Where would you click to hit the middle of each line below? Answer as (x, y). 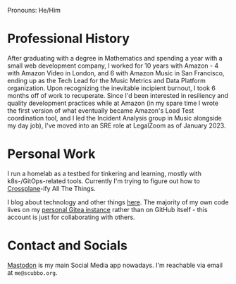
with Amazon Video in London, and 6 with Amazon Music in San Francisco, (116, 73)
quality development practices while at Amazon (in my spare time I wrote (113, 103)
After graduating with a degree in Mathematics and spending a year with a (115, 58)
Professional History (69, 39)
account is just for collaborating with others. (71, 217)
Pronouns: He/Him (34, 10)
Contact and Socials (68, 246)
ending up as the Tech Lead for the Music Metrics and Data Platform (106, 80)
